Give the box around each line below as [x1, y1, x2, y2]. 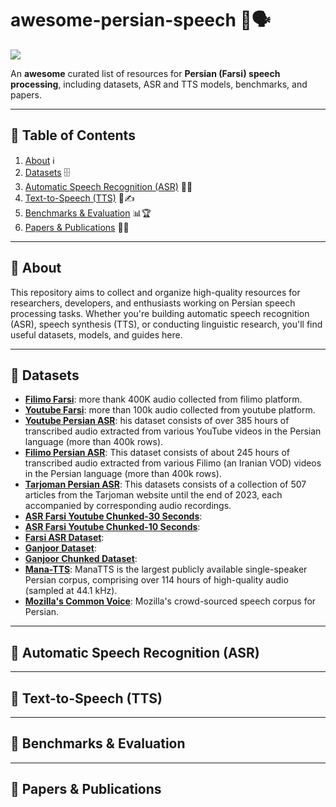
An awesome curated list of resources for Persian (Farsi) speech [10, 67, 281, 79]
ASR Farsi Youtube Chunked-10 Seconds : [24, 521, 201, 533]
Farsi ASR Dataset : [24, 532, 105, 544]
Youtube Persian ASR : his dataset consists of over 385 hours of [24, 415, 290, 427]
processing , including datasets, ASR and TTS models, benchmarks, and [10, 78, 308, 90]
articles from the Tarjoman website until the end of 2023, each [24, 489, 283, 501]
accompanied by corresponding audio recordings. [24, 500, 232, 512]
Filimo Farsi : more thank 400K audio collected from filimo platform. [24, 393, 303, 406]
